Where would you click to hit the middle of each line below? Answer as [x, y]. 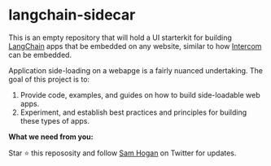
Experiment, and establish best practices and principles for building [133, 112]
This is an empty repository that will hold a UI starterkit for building [120, 37]
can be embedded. [40, 55]
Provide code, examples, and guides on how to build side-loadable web [140, 94]
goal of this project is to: [49, 79]
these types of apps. [55, 120]
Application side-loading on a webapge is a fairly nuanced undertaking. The [135, 70]
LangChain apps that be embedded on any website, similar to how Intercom [135, 46]
